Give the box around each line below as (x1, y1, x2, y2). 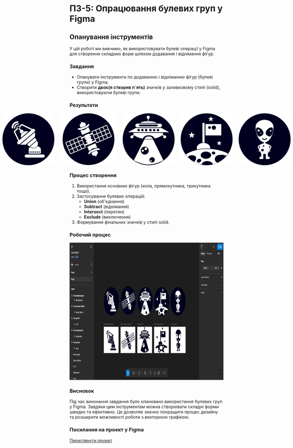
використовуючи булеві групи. (76, 90, 141, 96)
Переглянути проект (69, 437, 112, 443)
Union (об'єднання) (84, 198, 125, 204)
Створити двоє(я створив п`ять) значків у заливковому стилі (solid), (76, 84, 221, 90)
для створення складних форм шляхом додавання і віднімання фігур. (69, 51, 215, 57)
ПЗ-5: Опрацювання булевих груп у (69, 3, 223, 14)
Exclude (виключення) (84, 214, 131, 220)
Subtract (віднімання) (84, 204, 129, 209)
